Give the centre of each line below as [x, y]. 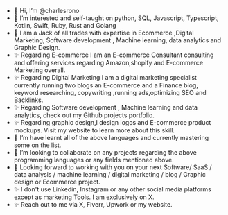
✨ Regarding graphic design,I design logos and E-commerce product [112, 122]
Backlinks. [28, 100]
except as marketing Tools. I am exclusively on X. [84, 197]
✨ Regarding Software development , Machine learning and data [106, 107]
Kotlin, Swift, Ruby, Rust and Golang [65, 25]
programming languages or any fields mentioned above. [94, 160]
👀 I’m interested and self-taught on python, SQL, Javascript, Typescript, [116, 18]
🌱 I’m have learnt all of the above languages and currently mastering [111, 138]
